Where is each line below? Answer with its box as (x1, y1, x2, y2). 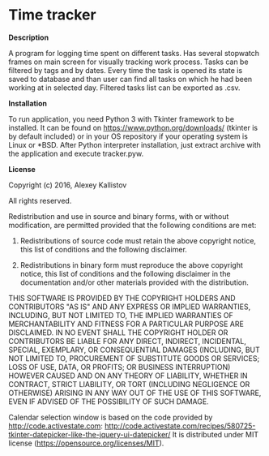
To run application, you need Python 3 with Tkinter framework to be (8, 114, 235, 123)
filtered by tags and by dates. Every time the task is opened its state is (8, 65, 243, 75)
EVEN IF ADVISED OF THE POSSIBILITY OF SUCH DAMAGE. (8, 396, 209, 407)
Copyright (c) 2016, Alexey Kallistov (8, 180, 127, 190)
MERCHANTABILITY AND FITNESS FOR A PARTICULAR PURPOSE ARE (8, 319, 245, 329)
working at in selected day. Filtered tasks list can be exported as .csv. (8, 83, 241, 92)
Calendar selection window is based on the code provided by (8, 412, 213, 422)
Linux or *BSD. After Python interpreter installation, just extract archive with (8, 140, 262, 149)
